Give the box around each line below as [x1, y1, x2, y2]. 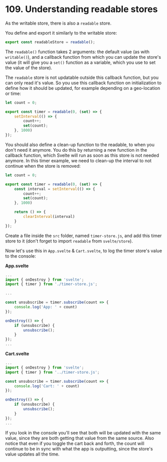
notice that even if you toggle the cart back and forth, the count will [5, 440, 144, 446]
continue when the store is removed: [5, 163, 81, 169]
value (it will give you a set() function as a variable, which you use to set [5, 59, 156, 65]
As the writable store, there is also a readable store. [5, 20, 112, 26]
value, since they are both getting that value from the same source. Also [5, 435, 154, 441]
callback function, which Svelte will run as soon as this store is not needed [5, 152, 159, 158]
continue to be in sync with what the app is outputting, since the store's [5, 445, 153, 451]
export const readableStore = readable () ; [5, 39, 95, 45]
